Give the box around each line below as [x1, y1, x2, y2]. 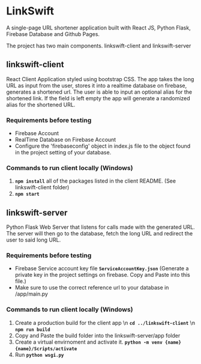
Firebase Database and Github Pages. [6, 30, 100, 37]
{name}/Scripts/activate [14, 345, 77, 352]
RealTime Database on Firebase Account [14, 136, 116, 144]
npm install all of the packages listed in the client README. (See [14, 177, 176, 184]
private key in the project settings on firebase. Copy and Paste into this [14, 271, 191, 279]
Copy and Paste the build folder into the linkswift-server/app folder [14, 332, 181, 339]
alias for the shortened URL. [6, 101, 76, 108]
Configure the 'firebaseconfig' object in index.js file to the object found [14, 142, 191, 150]
